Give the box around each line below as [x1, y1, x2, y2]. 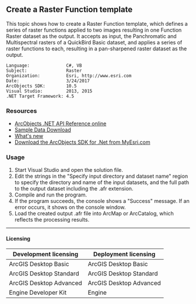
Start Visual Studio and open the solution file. [14, 167, 124, 174]
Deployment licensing [93, 250, 156, 258]
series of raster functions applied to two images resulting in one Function [6, 26, 182, 33]
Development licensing [12, 250, 79, 258]
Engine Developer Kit [9, 288, 67, 296]
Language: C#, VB [6, 63, 82, 68]
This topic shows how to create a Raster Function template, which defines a [6, 20, 188, 27]
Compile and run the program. [14, 191, 87, 198]
